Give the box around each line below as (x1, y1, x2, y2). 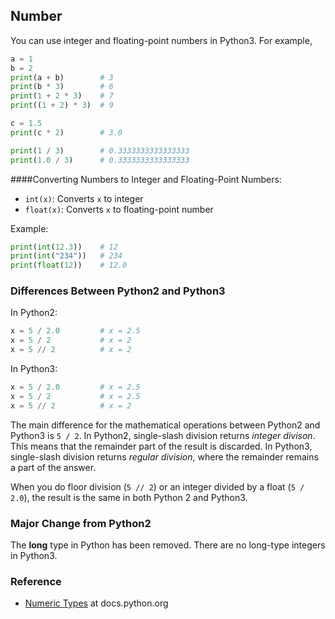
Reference (10, 574, 62, 588)
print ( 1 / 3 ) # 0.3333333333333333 (10, 145, 190, 156)
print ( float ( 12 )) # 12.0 (10, 260, 128, 271)
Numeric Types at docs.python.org (24, 597, 169, 609)
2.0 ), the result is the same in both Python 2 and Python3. (10, 491, 248, 503)
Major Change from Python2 (10, 516, 152, 530)
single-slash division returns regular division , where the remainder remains (10, 450, 319, 463)
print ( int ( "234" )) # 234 (10, 251, 123, 261)
